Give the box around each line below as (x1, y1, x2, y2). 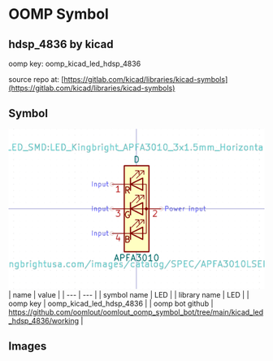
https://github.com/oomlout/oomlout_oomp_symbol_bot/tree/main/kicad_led (8, 307, 264, 317)
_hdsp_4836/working (8, 315, 80, 325)
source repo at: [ (8, 75, 64, 84)
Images (8, 339, 47, 354)
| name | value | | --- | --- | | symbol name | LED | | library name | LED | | (8, 289, 249, 299)
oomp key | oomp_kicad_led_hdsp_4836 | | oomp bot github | (8, 298, 214, 308)
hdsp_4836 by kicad (8, 37, 114, 51)
